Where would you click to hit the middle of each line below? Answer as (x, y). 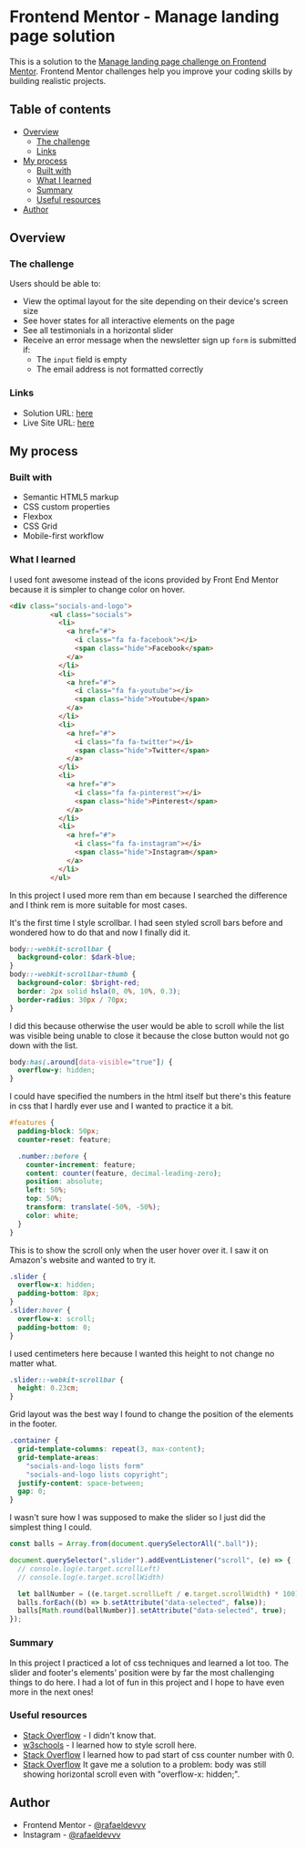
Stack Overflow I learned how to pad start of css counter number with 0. (158, 1754)
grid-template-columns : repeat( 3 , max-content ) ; (112, 1449)
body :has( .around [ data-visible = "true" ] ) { (91, 1062)
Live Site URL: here (58, 423)
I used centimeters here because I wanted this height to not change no (142, 1353)
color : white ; (52, 1215)
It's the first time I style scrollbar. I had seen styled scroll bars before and (146, 922)
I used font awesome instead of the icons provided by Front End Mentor (144, 579)
